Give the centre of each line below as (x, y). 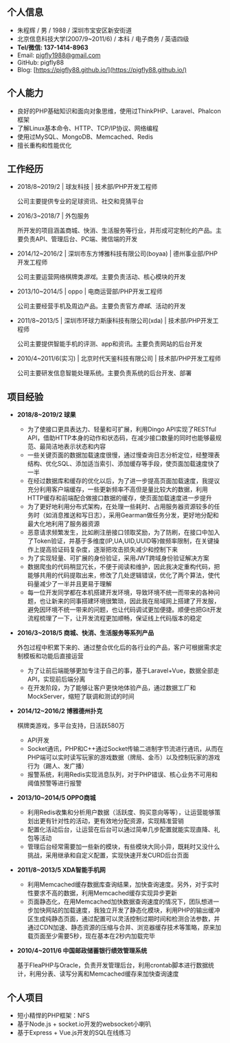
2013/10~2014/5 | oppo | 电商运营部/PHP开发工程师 (90, 291)
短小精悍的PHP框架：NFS (53, 1016)
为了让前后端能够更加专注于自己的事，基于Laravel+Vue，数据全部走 (123, 671)
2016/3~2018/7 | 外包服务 (53, 216)
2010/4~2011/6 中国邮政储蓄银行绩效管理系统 (82, 951)
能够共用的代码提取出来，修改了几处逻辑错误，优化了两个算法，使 (120, 575)
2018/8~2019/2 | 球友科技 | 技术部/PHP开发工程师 (87, 187)
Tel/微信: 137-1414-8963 (53, 47)
